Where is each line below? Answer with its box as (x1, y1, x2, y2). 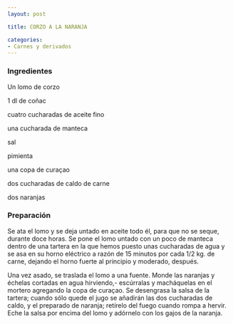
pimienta (7, 151, 33, 160)
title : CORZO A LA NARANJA (7, 23, 88, 31)
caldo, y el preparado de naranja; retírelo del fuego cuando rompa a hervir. (7, 301, 227, 310)
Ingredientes (7, 66, 53, 76)
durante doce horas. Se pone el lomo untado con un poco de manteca (7, 234, 214, 243)
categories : (7, 36, 43, 43)
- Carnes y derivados (7, 43, 72, 50)
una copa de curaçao (7, 165, 70, 174)
